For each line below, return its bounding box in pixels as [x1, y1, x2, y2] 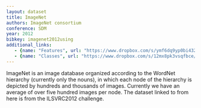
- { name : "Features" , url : [14, 48, 82, 54]
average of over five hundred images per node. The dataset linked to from [6, 88, 189, 95]
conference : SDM [6, 25, 47, 32]
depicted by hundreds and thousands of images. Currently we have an [6, 82, 180, 90]
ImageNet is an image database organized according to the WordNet [6, 69, 175, 76]
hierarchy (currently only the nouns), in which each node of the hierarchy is [6, 76, 193, 83]
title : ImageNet [6, 14, 47, 20]
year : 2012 [6, 31, 33, 37]
